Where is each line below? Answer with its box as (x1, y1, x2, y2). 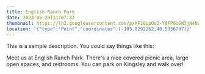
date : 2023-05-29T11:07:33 (6, 15, 75, 21)
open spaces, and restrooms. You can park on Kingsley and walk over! (6, 61, 184, 68)
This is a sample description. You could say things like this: (6, 42, 154, 50)
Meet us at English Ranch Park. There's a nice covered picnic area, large (6, 54, 189, 61)
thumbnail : (6, 20, 34, 26)
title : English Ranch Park (6, 8, 75, 15)
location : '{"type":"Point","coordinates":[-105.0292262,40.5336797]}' (6, 25, 192, 32)
